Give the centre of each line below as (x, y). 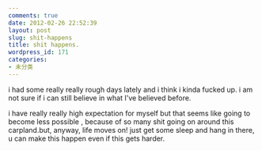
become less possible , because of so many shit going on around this (121, 121)
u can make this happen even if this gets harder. (87, 138)
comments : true (33, 15)
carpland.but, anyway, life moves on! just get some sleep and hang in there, (131, 130)
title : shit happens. (44, 45)
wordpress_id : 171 (38, 52)
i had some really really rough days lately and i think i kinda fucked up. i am (131, 89)
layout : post (30, 30)
